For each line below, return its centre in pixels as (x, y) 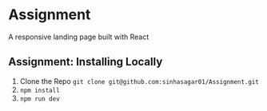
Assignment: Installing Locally (86, 62)
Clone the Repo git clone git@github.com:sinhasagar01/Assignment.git (139, 81)
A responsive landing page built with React (79, 37)
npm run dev (40, 99)
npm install (40, 90)
